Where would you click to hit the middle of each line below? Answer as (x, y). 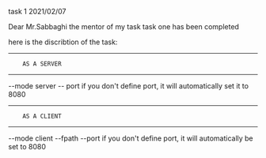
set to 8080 (27, 147)
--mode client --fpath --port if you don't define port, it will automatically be (131, 138)
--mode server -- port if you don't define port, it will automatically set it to (129, 86)
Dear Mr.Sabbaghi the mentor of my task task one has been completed (124, 26)
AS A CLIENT (42, 116)
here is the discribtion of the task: (63, 42)
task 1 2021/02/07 (37, 11)
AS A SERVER (42, 64)
